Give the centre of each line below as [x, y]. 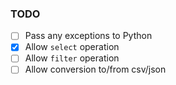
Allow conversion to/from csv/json [95, 69]
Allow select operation [72, 47]
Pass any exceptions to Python [88, 36]
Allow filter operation [72, 58]
